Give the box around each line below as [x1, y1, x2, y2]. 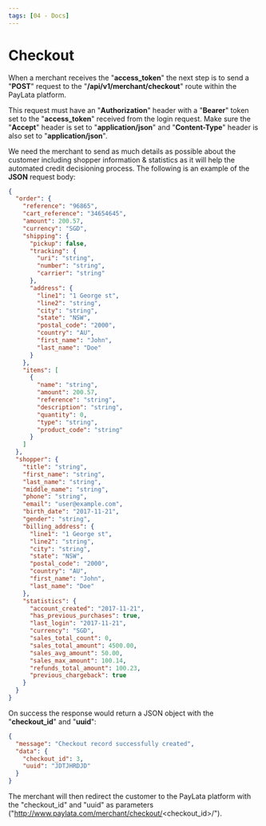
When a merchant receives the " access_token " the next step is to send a [8, 73, 249, 83]
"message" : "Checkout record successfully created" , [15, 739, 195, 747]
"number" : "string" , [37, 262, 105, 270]
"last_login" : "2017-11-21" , [29, 619, 127, 627]
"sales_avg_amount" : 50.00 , [29, 649, 124, 657]
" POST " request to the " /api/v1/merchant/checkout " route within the [8, 81, 237, 91]
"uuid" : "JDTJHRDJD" [22, 762, 91, 770]
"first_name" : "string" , [22, 470, 105, 478]
